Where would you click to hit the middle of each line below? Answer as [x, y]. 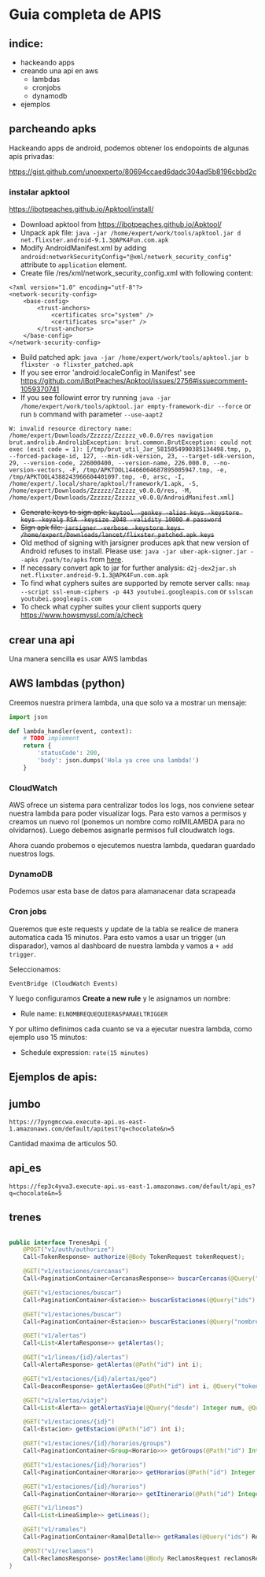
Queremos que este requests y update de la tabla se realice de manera [124, 929]
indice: [26, 44]
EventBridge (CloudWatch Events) [64, 983]
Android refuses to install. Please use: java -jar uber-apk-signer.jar [133, 551]
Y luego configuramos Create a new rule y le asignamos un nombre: [120, 998]
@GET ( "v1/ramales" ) [55, 1530]
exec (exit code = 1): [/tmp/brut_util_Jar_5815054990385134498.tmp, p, [131, 450]
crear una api [42, 640]
